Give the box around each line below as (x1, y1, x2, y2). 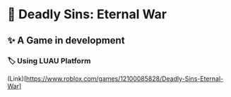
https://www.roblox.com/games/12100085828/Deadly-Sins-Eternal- (25, 74, 224, 83)
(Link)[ (7, 74, 27, 83)
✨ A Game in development (7, 34, 125, 46)
